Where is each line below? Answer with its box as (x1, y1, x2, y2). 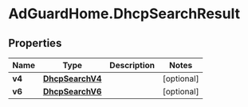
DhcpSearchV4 (42, 73, 102, 84)
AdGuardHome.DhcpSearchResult (8, 5, 241, 23)
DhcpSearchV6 (42, 86, 102, 97)
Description (109, 60, 155, 71)
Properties (8, 36, 62, 50)
